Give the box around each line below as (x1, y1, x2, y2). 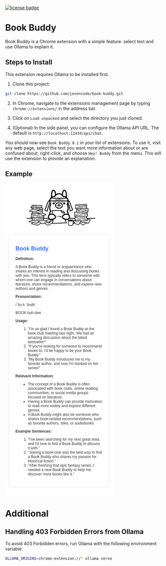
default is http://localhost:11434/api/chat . (12, 130, 103, 136)
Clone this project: (12, 81, 50, 87)
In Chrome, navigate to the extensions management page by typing (12, 100, 151, 106)
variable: (5, 546, 23, 552)
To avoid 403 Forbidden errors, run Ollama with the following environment (5, 541, 157, 547)
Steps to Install (5, 58, 53, 67)
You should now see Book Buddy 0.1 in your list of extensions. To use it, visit (5, 140, 161, 145)
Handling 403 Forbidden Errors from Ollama (5, 528, 144, 536)
